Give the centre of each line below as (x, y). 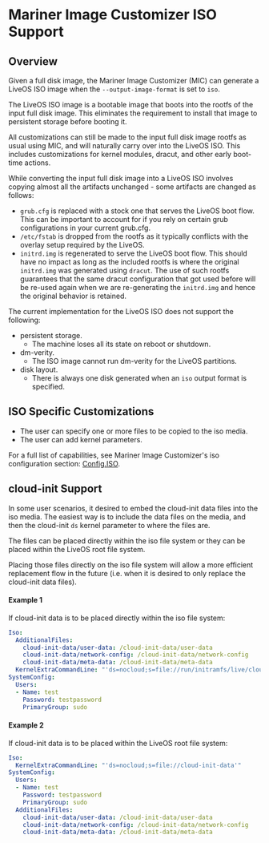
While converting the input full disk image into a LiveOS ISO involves (121, 178)
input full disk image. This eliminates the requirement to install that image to (133, 113)
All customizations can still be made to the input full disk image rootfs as (127, 137)
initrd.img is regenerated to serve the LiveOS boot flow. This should (134, 253)
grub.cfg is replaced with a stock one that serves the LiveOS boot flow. (137, 211)
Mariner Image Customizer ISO (113, 15)
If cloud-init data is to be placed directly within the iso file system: (117, 618)
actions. (38, 163)
